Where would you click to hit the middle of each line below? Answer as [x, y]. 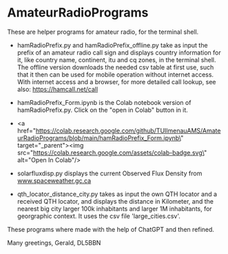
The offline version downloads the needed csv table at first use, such [115, 67]
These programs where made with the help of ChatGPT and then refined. [111, 229]
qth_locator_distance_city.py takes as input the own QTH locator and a [117, 194]
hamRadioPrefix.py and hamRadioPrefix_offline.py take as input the [112, 45]
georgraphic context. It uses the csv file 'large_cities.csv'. [99, 216]
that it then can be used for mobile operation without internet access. [115, 75]
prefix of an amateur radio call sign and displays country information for [119, 52]
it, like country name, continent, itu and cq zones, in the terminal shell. [116, 59]
